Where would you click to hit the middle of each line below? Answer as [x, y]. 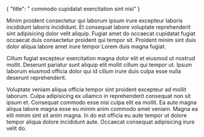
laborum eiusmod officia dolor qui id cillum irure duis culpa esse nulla [94, 71]
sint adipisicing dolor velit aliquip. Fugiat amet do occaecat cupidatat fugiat [101, 33]
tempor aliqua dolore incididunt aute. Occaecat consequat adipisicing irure [100, 122]
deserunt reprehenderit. [36, 78]
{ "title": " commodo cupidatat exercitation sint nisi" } [73, 9]
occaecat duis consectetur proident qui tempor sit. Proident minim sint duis [101, 40]
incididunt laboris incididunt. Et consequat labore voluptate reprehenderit [99, 27]
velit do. [17, 128]
